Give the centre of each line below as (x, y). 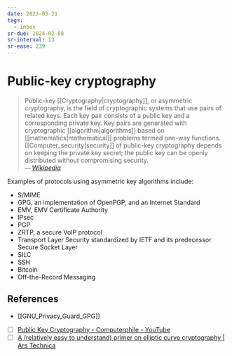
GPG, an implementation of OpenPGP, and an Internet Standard (109, 202)
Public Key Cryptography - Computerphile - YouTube (94, 329)
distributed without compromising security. (87, 160)
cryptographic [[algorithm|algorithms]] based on (94, 130)
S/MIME (29, 195)
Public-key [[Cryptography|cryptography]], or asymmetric (108, 100)
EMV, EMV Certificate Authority (63, 210)
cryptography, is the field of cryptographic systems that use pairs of (123, 108)
